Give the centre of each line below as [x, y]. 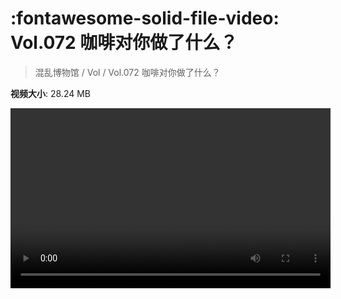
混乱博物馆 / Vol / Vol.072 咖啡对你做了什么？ [127, 72]
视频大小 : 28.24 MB [50, 93]
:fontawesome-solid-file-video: [145, 18]
